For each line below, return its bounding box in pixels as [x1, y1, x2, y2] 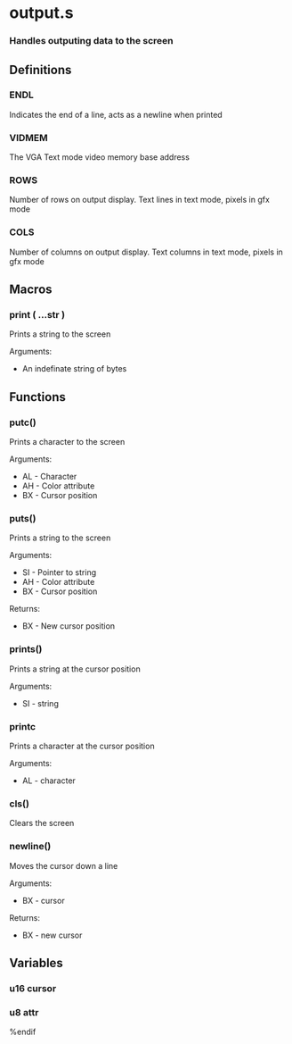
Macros [9, 282, 53, 297]
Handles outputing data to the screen [9, 35, 174, 47]
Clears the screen [9, 818, 75, 829]
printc [9, 720, 36, 732]
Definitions [9, 62, 72, 78]
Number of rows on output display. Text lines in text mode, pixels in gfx [9, 195, 270, 205]
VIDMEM [9, 131, 49, 144]
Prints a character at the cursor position [9, 740, 155, 751]
